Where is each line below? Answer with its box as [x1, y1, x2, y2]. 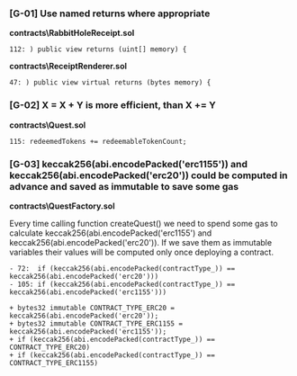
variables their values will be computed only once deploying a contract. [9, 246, 274, 257]
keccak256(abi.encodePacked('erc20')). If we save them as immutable [9, 237, 273, 247]
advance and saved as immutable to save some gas [9, 180, 239, 192]
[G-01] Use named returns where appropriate [9, 7, 211, 20]
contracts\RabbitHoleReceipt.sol [9, 28, 135, 39]
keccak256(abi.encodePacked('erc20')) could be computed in [9, 169, 288, 182]
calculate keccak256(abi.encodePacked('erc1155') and [9, 228, 212, 238]
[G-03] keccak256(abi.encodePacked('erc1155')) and [9, 157, 247, 170]
